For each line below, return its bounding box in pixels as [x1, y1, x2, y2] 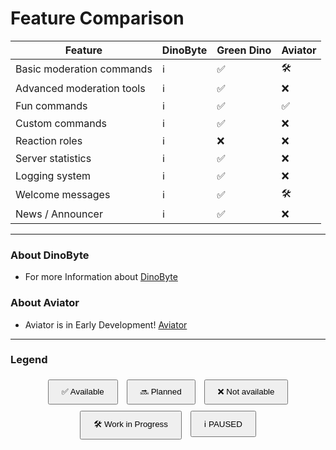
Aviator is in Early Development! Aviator [24, 318, 188, 331]
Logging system [15, 168, 92, 182]
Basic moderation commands [15, 62, 153, 76]
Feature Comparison [10, 7, 185, 30]
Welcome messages [15, 188, 111, 202]
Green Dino [216, 43, 272, 57]
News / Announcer [15, 207, 103, 221]
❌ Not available [217, 386, 275, 397]
